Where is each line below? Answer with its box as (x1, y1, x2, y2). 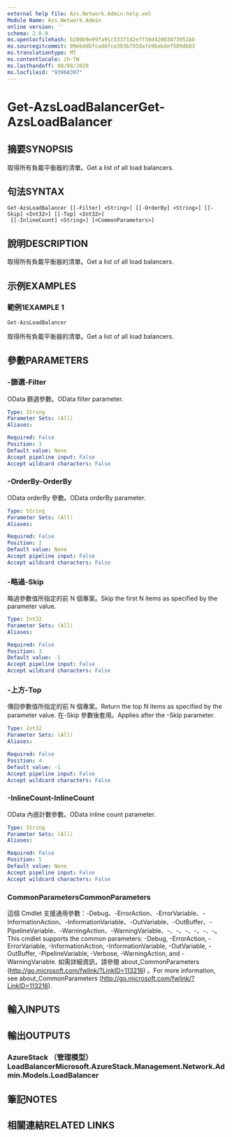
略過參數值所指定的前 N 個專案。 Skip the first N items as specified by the (7, 594, 218, 602)
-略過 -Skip (7, 577, 44, 586)
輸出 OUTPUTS (7, 1029, 71, 1041)
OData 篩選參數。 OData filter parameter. (7, 395, 124, 403)
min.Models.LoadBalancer (7, 1070, 99, 1080)
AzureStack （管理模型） (7, 1052, 93, 1062)
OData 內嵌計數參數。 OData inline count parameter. (7, 810, 156, 819)
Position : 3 (7, 648, 42, 655)
